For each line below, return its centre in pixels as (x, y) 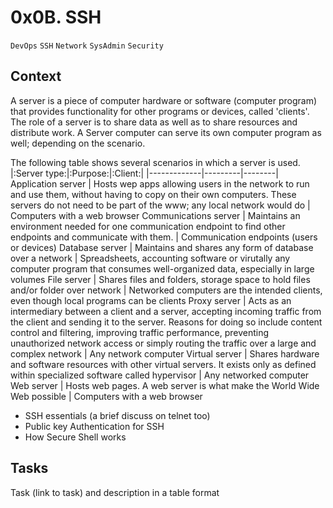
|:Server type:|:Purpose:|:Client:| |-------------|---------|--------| (144, 173)
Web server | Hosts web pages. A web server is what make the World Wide (165, 385)
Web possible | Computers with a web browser (106, 396)
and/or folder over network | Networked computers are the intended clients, (166, 290)
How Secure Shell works (75, 437)
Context (36, 76)
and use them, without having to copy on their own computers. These (153, 194)
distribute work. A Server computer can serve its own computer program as (166, 132)
